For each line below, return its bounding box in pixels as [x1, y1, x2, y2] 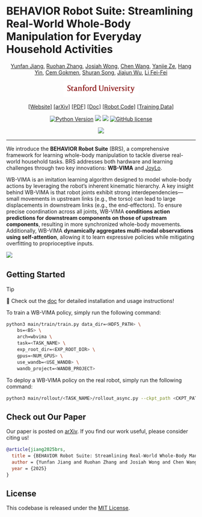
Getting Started [6, 269, 66, 280]
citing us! [6, 434, 29, 441]
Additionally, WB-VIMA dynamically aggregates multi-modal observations [6, 227, 194, 234]
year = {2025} [11, 465, 47, 471]
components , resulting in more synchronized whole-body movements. [6, 221, 182, 228]
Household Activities [6, 43, 113, 57]
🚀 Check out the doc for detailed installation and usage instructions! [6, 297, 174, 304]
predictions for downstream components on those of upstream [6, 214, 167, 221]
